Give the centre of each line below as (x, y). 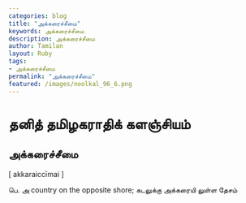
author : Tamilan (36, 46)
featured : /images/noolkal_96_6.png (70, 84)
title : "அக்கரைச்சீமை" (45, 24)
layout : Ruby (30, 54)
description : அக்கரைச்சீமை (52, 39)
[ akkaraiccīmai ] (37, 174)
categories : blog (38, 16)
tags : (17, 62)
